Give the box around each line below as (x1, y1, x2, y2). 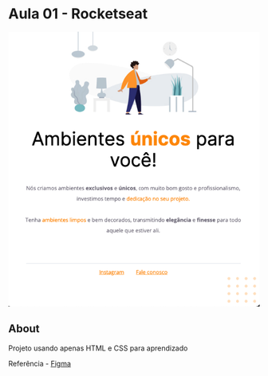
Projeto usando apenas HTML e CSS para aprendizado (8, 343, 188, 353)
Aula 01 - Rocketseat (8, 5, 148, 23)
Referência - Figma (8, 358, 72, 368)
